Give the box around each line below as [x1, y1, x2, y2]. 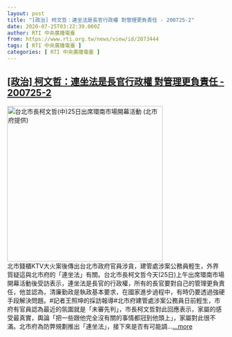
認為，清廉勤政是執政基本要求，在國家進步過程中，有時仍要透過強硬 [30, 287, 225, 296]
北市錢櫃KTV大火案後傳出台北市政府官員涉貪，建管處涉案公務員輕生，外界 [7, 262, 220, 270]
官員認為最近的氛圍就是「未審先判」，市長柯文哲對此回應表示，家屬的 [19, 305, 216, 313]
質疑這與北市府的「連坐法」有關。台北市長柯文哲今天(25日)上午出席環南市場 [7, 270, 225, 278]
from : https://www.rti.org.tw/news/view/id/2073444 [7, 36, 159, 43]
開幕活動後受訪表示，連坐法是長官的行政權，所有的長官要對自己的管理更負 [7, 279, 219, 287]
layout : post [7, 10, 45, 17]
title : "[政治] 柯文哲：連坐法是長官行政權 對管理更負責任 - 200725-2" [7, 17, 195, 23]
